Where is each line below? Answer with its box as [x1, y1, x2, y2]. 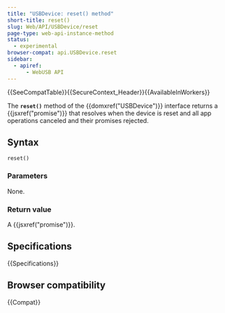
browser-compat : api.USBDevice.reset [7, 50, 117, 57]
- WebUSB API [25, 68, 64, 75]
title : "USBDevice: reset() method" [7, 10, 114, 17]
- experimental [13, 43, 58, 50]
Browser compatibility [7, 279, 106, 291]
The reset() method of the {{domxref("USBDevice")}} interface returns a [7, 101, 218, 110]
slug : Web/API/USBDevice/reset [7, 23, 99, 30]
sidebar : [7, 56, 33, 63]
